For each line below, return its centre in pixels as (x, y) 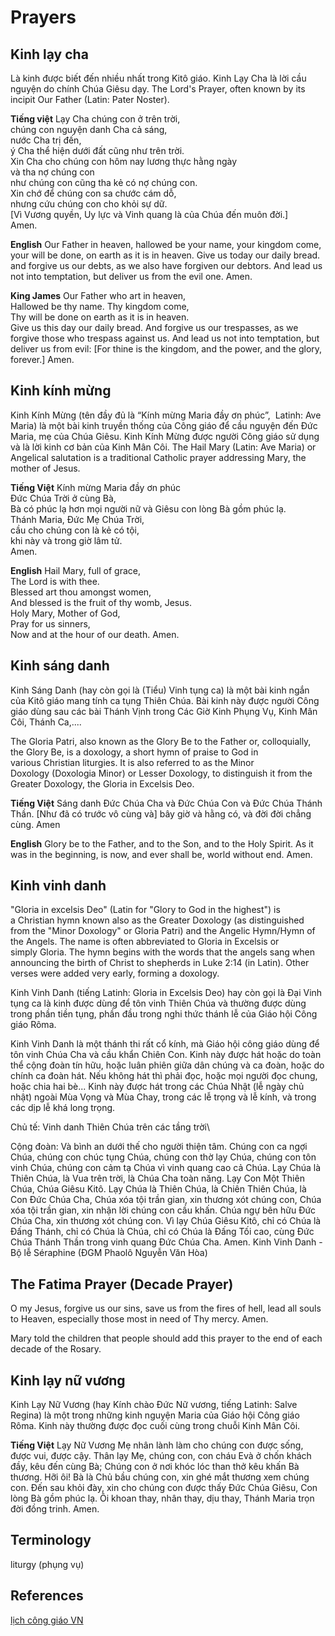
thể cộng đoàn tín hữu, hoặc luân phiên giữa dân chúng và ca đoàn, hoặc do (167, 1065)
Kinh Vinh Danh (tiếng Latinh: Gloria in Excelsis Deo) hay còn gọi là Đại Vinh (166, 993)
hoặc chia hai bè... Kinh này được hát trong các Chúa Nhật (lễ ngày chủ (157, 1087)
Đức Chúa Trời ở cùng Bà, (63, 498)
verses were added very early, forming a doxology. (115, 973)
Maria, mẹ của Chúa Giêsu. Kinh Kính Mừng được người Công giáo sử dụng (165, 436)
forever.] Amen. (42, 359)
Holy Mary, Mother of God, (65, 613)
